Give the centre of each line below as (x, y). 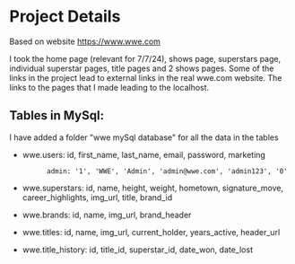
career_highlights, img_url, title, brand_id (97, 197)
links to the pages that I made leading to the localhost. (109, 87)
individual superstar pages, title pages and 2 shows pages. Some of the (142, 68)
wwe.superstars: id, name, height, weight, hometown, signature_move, (153, 188)
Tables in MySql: (57, 115)
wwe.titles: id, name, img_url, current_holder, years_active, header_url (151, 232)
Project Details (65, 17)
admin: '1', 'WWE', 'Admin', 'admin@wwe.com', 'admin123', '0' (167, 171)
